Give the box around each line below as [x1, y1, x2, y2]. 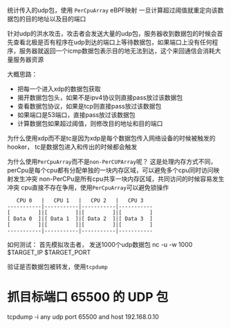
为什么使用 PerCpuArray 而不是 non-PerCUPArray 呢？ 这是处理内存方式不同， [7, 158, 217, 165]
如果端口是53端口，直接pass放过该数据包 [17, 111, 136, 119]
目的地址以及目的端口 [25, 15, 86, 23]
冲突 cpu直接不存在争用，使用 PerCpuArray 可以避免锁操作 [7, 183, 169, 192]
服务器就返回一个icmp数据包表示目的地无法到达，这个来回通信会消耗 [19, 47, 216, 55]
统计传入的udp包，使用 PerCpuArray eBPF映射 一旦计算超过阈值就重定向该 [7, 6, 218, 14]
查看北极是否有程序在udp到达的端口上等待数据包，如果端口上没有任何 [12, 38, 212, 46]
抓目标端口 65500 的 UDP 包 [7, 289, 169, 305]
